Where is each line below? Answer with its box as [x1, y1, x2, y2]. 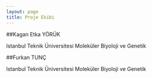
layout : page [6, 8, 39, 15]
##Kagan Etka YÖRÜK [6, 30, 61, 38]
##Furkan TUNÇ [6, 54, 46, 61]
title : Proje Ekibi [6, 14, 55, 20]
